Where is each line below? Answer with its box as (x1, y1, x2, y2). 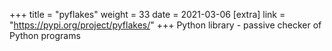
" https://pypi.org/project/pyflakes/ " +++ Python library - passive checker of (9, 19, 322, 31)
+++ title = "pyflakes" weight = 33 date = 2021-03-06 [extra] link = (9, 9, 286, 20)
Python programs (9, 30, 81, 41)
